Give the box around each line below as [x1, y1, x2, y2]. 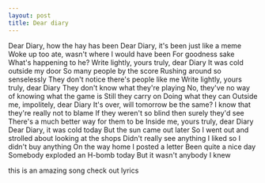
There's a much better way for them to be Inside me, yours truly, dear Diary [8, 116, 254, 126]
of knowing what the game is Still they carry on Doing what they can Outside [8, 91, 258, 101]
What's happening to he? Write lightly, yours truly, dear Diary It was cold [8, 57, 244, 67]
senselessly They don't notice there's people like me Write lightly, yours [8, 74, 243, 84]
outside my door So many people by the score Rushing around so [8, 66, 221, 75]
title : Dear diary [8, 19, 69, 27]
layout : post [8, 11, 51, 20]
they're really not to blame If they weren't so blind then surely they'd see [8, 108, 244, 117]
